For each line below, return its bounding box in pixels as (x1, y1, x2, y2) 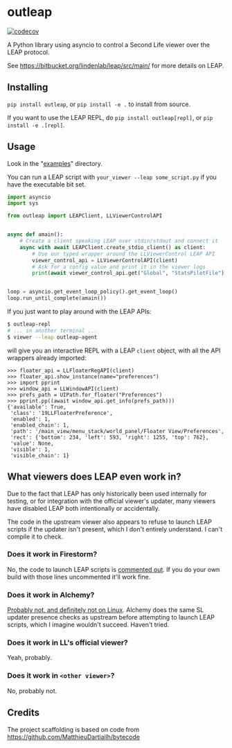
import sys (7, 200, 39, 207)
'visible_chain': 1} (10, 452, 70, 459)
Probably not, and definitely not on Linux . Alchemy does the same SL (7, 606, 204, 614)
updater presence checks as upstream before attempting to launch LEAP (7, 613, 215, 622)
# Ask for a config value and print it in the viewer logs (32, 263, 206, 271)
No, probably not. (7, 686, 57, 695)
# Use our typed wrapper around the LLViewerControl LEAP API (32, 250, 215, 257)
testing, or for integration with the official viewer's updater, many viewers (7, 497, 216, 505)
